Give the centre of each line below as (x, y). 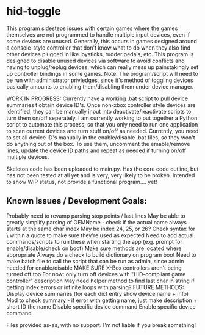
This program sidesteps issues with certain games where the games (92, 28)
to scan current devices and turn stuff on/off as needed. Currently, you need (103, 131)
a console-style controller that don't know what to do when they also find (99, 48)
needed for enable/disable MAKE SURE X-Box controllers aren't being (94, 268)
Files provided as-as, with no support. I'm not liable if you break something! (101, 325)
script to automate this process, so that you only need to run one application (102, 124)
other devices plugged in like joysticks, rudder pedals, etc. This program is (100, 54)
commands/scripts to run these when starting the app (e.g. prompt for (95, 241)
